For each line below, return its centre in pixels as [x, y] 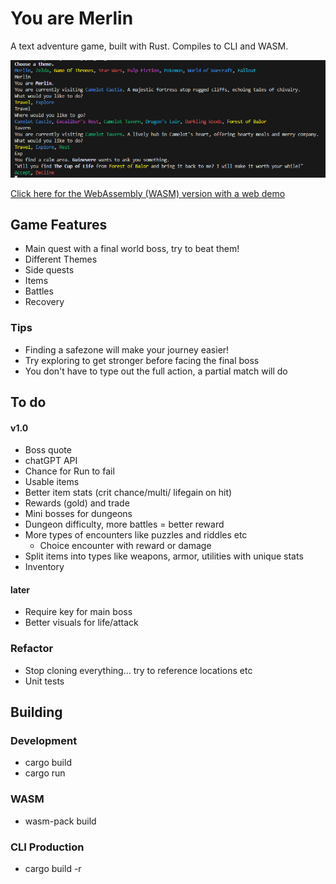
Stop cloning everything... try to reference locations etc [138, 670]
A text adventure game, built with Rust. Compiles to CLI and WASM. [149, 46]
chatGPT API [51, 461]
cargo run [45, 773]
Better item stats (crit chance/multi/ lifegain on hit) [128, 493]
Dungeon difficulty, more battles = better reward [124, 524]
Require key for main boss [78, 612]
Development [44, 741]
